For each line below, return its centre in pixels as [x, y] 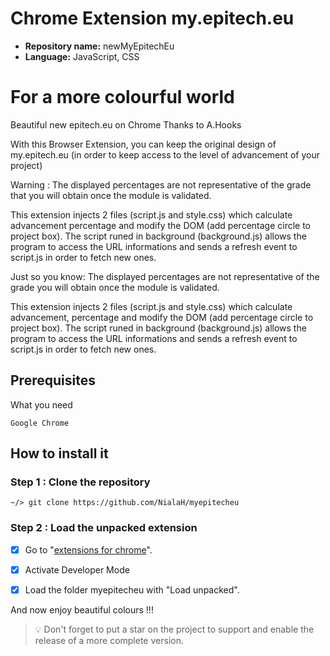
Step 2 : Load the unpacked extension [104, 528]
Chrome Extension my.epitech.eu [152, 18]
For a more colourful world [122, 97]
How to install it [59, 453]
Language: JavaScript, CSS [82, 56]
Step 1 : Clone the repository [80, 482]
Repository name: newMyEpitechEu [99, 46]
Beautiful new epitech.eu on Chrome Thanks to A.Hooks [126, 124]
